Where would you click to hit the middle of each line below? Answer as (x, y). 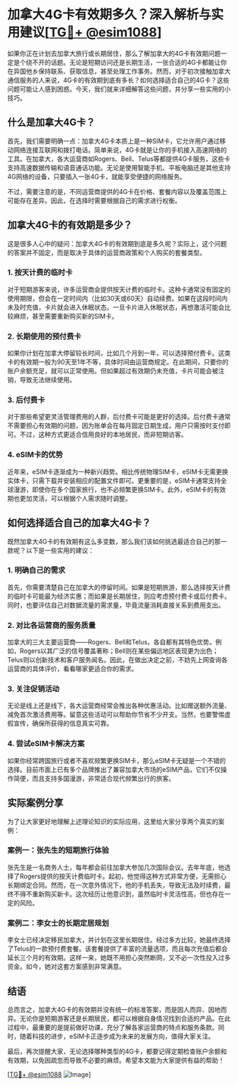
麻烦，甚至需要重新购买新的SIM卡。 (66, 316)
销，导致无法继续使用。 (41, 380)
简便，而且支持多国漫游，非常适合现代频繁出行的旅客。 (94, 778)
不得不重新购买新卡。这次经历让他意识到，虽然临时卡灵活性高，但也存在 (119, 894)
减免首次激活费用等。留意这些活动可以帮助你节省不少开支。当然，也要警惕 (116, 715)
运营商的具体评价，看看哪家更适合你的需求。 (73, 669)
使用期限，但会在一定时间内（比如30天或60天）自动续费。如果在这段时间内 (118, 298)
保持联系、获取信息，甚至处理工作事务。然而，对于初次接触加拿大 (134, 71)
